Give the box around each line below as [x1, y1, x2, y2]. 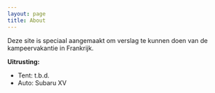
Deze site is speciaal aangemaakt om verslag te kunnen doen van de [7, 36, 208, 44]
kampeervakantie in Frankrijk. [7, 44, 94, 52]
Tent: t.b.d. [17, 71, 50, 80]
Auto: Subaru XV [17, 78, 67, 87]
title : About [7, 17, 46, 24]
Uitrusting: [7, 57, 40, 66]
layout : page [7, 10, 46, 18]
